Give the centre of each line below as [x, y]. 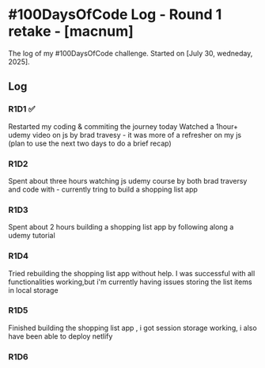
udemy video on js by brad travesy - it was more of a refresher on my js [125, 135]
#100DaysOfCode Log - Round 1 [115, 15]
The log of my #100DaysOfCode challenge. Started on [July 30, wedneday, [131, 53]
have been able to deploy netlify [61, 336]
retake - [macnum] [71, 31]
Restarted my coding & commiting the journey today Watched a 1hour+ [123, 126]
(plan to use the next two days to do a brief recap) [90, 143]
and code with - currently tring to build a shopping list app [103, 189]
